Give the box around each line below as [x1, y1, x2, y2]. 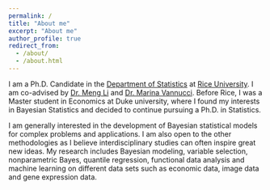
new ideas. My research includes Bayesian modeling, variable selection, [8, 146, 248, 156]
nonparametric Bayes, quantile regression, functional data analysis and [8, 154, 245, 164]
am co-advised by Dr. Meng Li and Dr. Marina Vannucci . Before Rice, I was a [8, 87, 263, 97]
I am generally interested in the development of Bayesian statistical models [8, 120, 258, 130]
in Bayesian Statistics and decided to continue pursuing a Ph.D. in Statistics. [8, 104, 261, 114]
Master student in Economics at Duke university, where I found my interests [8, 96, 260, 106]
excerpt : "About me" [8, 27, 78, 35]
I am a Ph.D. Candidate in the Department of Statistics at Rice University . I [8, 78, 254, 89]
